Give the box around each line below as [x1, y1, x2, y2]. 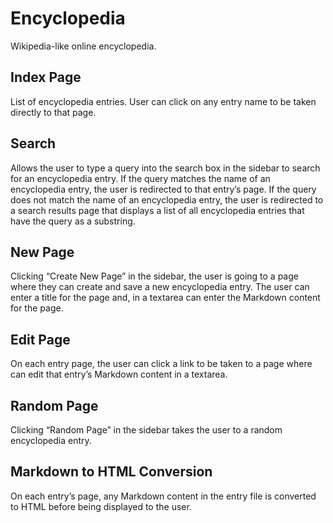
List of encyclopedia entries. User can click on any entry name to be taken [10, 95, 317, 107]
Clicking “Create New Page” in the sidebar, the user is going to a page [10, 270, 299, 282]
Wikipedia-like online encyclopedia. [10, 40, 157, 52]
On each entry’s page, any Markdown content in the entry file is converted [10, 490, 317, 502]
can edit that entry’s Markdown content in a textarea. [10, 368, 228, 381]
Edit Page [10, 331, 71, 348]
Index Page [10, 69, 82, 86]
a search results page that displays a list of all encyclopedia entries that [10, 204, 305, 216]
